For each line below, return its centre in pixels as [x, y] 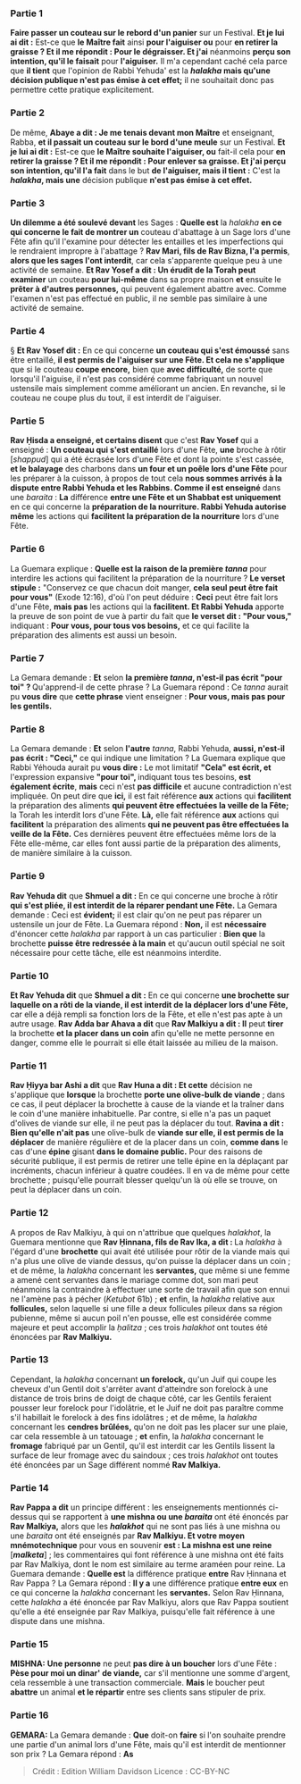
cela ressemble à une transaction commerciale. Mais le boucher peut [138, 1683]
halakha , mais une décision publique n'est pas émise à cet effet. [131, 180]
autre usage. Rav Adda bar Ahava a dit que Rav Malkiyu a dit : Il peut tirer [147, 1023]
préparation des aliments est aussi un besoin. [94, 635]
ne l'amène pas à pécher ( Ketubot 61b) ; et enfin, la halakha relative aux [143, 1299]
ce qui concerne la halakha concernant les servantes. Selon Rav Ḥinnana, [147, 1593]
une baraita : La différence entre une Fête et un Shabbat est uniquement [146, 498]
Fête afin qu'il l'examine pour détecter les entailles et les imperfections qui [147, 241]
